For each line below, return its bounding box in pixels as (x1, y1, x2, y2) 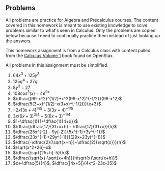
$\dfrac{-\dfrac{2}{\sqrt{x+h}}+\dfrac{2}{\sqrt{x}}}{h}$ (12, 139, 126, 145)
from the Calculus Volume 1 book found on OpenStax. (5, 53, 114, 58)
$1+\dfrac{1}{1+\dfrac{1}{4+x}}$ (12, 118, 78, 124)
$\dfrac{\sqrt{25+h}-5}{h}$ (12, 149, 69, 155)
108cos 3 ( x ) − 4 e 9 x (12, 89, 50, 96)
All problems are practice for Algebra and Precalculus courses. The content (5, 17, 159, 23)
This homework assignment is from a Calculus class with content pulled (5, 47, 151, 53)
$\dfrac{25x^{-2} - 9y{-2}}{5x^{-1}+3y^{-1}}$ (12, 129, 105, 135)
